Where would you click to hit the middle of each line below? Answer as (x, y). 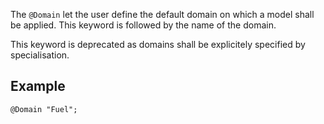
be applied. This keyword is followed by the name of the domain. (143, 25)
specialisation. (40, 55)
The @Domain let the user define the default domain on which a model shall (162, 14)
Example (38, 86)
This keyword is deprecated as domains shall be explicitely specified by (158, 44)
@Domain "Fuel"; (44, 109)
